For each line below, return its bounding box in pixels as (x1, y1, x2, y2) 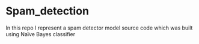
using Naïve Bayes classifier (5, 30, 76, 37)
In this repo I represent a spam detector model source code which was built (5, 24, 193, 31)
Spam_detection (5, 4, 90, 18)
